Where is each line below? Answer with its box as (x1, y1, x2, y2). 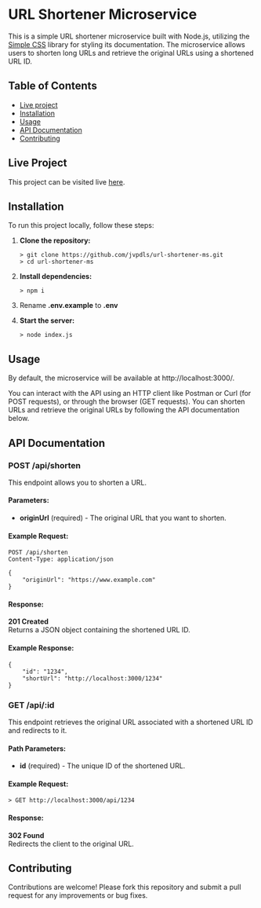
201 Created (8, 617, 49, 626)
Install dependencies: (19, 272, 92, 281)
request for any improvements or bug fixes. (8, 891, 148, 900)
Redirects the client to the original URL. (8, 839, 135, 848)
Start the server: (19, 316, 75, 325)
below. (8, 414, 30, 423)
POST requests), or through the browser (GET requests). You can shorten (8, 397, 245, 406)
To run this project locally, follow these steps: (8, 221, 154, 230)
